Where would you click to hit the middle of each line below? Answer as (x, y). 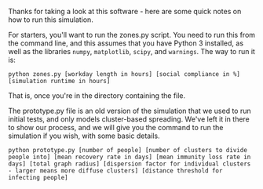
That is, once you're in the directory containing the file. (97, 96)
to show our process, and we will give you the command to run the (116, 127)
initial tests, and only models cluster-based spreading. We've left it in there (129, 119)
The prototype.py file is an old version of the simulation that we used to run (130, 111)
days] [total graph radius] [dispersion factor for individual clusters (130, 164)
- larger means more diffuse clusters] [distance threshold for (115, 171)
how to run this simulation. (51, 20)
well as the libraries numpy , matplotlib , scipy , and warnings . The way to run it (131, 51)
